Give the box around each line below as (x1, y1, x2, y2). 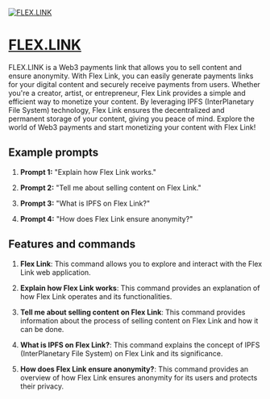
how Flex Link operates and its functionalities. (19, 291, 172, 301)
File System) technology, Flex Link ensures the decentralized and (8, 105, 225, 114)
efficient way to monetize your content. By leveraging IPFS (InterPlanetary (8, 97, 255, 106)
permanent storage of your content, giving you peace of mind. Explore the (8, 114, 255, 123)
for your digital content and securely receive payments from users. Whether (8, 79, 260, 89)
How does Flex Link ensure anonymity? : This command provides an (19, 364, 249, 374)
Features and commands (8, 238, 135, 251)
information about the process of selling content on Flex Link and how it (19, 315, 259, 326)
